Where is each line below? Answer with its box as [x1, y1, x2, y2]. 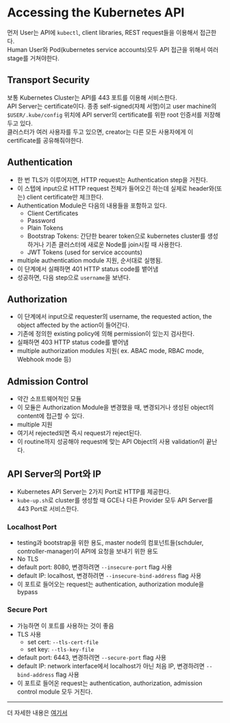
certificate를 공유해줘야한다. [7, 136, 84, 145]
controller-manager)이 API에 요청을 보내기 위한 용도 [16, 547, 159, 556]
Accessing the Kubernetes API [7, 5, 185, 21]
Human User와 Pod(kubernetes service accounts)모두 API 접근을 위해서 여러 [7, 45, 219, 53]
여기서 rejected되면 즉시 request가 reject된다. [16, 429, 142, 437]
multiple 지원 [16, 420, 53, 429]
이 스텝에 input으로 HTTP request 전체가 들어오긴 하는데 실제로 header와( [16, 184, 217, 193]
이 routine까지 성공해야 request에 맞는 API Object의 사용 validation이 [16, 437, 205, 446]
